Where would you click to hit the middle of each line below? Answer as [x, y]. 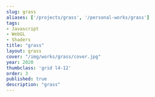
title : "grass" [25, 46]
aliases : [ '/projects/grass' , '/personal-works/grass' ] [78, 17]
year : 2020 [20, 62]
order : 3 [17, 74]
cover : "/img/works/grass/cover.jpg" [54, 57]
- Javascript [23, 29]
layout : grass [24, 51]
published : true [27, 79]
